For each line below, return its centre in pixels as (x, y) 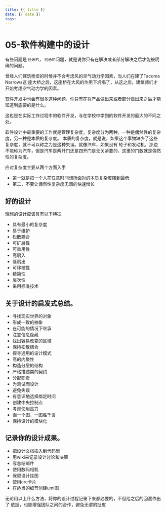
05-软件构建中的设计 (47, 45)
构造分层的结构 (27, 365)
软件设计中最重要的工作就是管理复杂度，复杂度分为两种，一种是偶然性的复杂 (83, 132)
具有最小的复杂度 (30, 225)
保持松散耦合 (25, 347)
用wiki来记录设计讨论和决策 (40, 457)
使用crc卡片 (24, 481)
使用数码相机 (25, 469)
